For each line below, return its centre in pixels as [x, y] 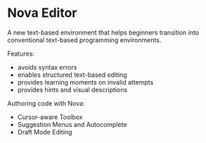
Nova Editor [42, 13]
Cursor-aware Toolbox [50, 117]
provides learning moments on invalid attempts [85, 82]
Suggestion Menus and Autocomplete [72, 124]
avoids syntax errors [47, 67]
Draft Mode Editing [45, 132]
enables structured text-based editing [72, 75]
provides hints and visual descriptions [72, 89]
